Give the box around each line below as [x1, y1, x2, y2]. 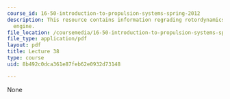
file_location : [7, 29, 51, 36]
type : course [7, 55, 44, 61]
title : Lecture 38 [7, 48, 60, 55]
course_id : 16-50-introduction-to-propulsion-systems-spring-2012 [7, 10, 201, 17]
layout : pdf [7, 42, 41, 48]
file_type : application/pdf [7, 36, 88, 42]
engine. [13, 23, 36, 29]
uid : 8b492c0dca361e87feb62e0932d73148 [7, 61, 121, 68]
